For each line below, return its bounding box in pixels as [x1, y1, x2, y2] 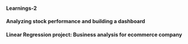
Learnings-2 [6, 5, 37, 12]
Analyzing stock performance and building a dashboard [6, 18, 146, 25]
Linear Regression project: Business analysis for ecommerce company [6, 31, 182, 38]
